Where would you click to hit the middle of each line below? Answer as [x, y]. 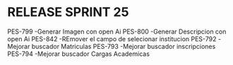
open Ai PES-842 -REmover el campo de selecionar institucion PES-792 [112, 38]
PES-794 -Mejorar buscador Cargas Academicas [79, 54]
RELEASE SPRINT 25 [68, 12]
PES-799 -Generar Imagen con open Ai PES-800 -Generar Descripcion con [117, 31]
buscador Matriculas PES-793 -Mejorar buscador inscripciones [124, 46]
